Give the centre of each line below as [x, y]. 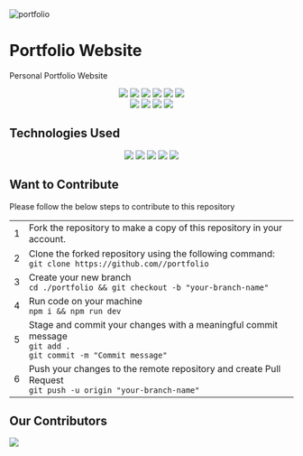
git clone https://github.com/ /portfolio [119, 264]
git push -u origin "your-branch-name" [114, 390]
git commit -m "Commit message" [98, 355]
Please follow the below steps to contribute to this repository [122, 206]
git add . [50, 346]
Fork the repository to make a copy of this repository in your [155, 228]
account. [47, 238]
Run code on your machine [85, 301]
